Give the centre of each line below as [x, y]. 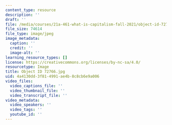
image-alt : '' [25, 53]
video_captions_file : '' [36, 86]
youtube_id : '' [26, 115]
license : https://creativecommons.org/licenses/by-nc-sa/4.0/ [73, 62]
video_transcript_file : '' [39, 95]
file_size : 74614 [24, 29]
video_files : [19, 81]
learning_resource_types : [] [36, 57]
